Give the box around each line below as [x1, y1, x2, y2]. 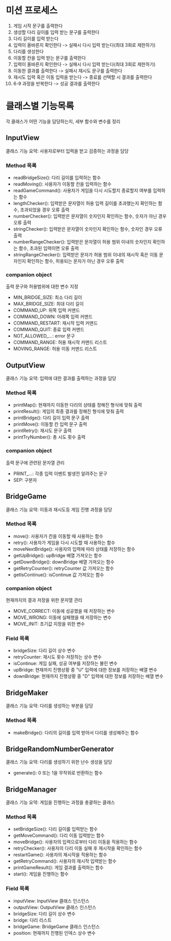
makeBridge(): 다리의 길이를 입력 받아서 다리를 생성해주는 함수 [13, 729, 139, 736]
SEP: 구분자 [13, 477, 37, 483]
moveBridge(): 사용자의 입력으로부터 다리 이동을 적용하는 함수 [13, 839, 138, 845]
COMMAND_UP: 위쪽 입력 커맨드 [13, 307, 80, 313]
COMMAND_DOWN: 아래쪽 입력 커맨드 [13, 314, 93, 320]
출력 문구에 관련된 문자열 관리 [6, 459, 65, 465]
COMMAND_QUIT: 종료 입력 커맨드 [13, 327, 84, 333]
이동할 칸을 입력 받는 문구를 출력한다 [13, 54, 86, 61]
